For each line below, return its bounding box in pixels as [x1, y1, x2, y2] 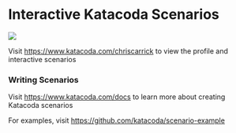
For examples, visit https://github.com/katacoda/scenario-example [8, 116, 225, 125]
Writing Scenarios [8, 74, 79, 85]
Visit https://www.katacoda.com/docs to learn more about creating [8, 92, 226, 102]
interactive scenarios [8, 54, 77, 64]
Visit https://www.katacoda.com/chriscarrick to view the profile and [8, 46, 229, 56]
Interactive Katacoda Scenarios [8, 6, 219, 24]
